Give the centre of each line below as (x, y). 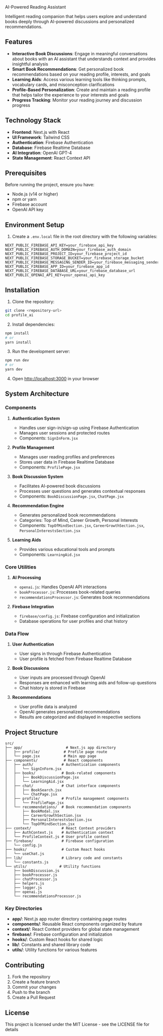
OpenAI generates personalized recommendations (70, 712)
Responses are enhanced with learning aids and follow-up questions (88, 683)
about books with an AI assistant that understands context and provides (84, 59)
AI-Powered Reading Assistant (36, 7)
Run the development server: (41, 352)
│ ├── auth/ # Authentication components (63, 765)
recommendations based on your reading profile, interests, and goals (81, 74)
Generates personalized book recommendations (67, 515)
